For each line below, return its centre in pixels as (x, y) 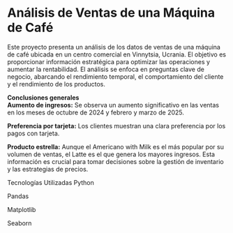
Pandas (18, 196)
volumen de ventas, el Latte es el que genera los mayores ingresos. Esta (111, 154)
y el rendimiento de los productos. (57, 84)
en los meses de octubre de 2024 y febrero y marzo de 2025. (96, 112)
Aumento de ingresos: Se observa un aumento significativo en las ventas (113, 105)
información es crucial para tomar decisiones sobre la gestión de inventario (116, 161)
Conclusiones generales (43, 97)
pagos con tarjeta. (33, 133)
